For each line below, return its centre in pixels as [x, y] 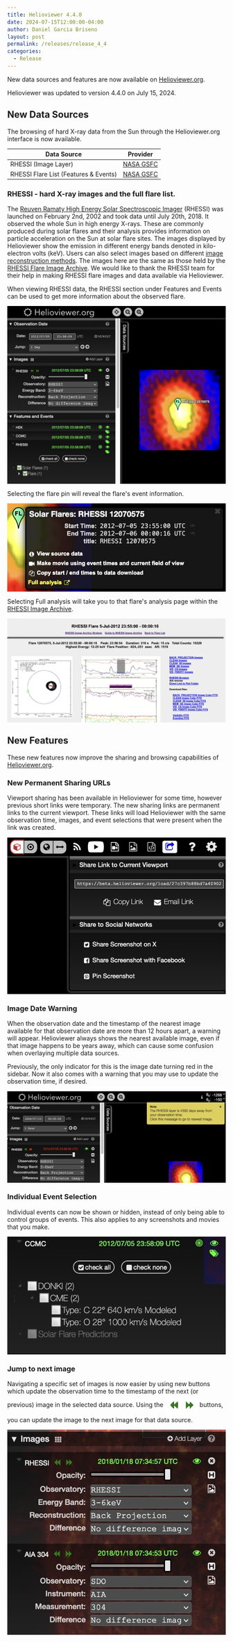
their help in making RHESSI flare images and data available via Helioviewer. [115, 275]
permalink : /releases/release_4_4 [57, 44]
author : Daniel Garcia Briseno [52, 29]
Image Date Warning [42, 1008]
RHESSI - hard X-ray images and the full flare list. [91, 194]
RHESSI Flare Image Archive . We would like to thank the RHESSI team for [111, 268]
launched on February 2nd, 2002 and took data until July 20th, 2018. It [108, 216]
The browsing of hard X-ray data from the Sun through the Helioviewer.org [114, 131]
